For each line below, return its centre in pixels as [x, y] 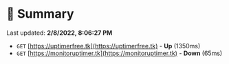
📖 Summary [40, 14]
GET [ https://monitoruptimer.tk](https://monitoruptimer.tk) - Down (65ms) [119, 53]
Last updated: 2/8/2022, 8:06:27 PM [59, 33]
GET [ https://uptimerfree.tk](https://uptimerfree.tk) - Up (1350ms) [108, 46]
